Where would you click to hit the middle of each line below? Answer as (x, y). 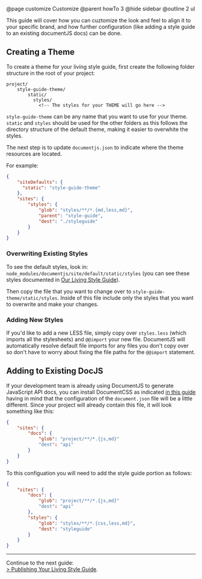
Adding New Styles (35, 320)
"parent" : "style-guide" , (71, 216)
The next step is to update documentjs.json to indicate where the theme (95, 147)
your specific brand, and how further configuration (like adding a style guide (101, 27)
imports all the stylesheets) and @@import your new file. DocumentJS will (96, 339)
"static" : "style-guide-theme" (61, 188)
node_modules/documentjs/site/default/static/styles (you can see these (98, 273)
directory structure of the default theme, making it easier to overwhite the (97, 129)
